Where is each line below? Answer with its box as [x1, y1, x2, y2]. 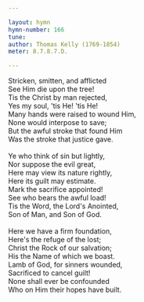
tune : [8, 33, 26, 41]
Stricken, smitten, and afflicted [8, 76, 107, 86]
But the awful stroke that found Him [8, 127, 123, 136]
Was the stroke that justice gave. [8, 134, 113, 144]
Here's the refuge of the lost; [8, 235, 102, 245]
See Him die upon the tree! [8, 84, 95, 94]
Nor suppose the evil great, [8, 160, 96, 169]
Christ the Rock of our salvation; [8, 243, 112, 252]
